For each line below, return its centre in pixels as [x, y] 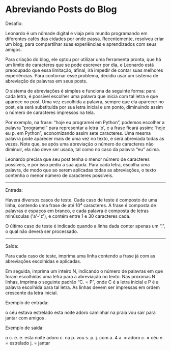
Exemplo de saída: [25, 328]
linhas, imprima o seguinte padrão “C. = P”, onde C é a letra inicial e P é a [82, 282]
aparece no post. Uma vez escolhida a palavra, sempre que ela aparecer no [85, 101]
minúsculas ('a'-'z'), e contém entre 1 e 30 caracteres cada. [68, 216]
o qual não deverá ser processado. [42, 231]
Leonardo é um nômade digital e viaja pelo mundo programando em [76, 33]
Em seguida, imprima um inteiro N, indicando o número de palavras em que [84, 271]
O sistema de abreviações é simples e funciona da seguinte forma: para [81, 91]
